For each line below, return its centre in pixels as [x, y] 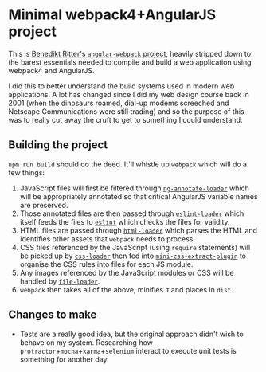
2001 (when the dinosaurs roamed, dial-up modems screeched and [119, 103]
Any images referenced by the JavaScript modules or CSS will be [127, 272]
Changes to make [53, 315]
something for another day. [64, 359]
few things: [27, 172]
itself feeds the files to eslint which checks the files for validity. [125, 221]
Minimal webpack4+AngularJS [112, 15]
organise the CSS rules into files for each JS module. [106, 264]
